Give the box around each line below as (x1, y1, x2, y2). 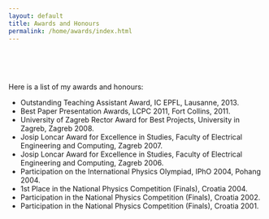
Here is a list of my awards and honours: (8, 82, 144, 92)
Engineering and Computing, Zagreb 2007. (20, 141, 163, 151)
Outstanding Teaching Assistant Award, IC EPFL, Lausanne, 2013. (20, 98, 240, 108)
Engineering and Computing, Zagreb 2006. (20, 158, 164, 168)
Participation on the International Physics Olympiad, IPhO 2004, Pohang (20, 167, 262, 177)
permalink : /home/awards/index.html (8, 27, 132, 35)
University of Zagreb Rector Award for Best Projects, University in (20, 115, 240, 125)
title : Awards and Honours (8, 19, 100, 28)
